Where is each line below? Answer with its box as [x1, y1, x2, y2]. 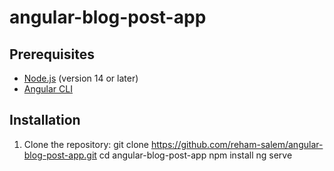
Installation [9, 112, 81, 129]
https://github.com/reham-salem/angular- [150, 138, 324, 150]
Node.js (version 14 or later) [23, 72, 139, 84]
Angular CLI [23, 83, 73, 95]
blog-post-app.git [23, 149, 97, 161]
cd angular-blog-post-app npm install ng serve [98, 149, 293, 161]
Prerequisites [9, 46, 95, 63]
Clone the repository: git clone [23, 138, 149, 150]
